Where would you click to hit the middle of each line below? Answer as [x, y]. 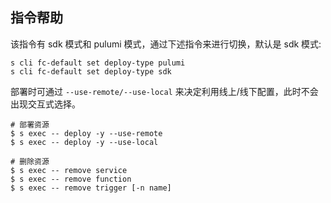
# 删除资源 [30, 161]
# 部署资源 [30, 124]
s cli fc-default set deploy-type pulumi [98, 63]
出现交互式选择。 [45, 104]
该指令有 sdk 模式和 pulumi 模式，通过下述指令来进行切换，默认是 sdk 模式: [166, 44]
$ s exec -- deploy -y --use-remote [86, 133]
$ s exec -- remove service [69, 170]
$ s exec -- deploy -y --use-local [84, 142]
